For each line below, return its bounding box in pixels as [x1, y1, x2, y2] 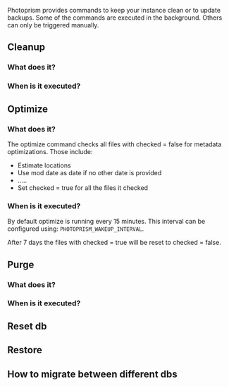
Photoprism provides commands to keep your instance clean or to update [7, 6, 221, 14]
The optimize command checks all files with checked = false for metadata [7, 140, 222, 148]
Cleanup [7, 42, 46, 53]
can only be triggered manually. [7, 21, 99, 29]
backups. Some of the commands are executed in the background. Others [7, 13, 223, 22]
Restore [7, 344, 42, 356]
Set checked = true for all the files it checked [17, 183, 149, 192]
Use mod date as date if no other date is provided [17, 168, 162, 177]
